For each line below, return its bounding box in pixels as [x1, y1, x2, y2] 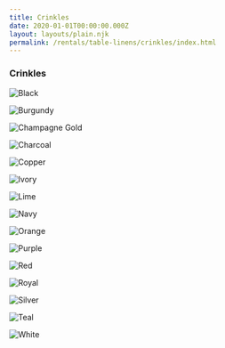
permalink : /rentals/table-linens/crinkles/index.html [9, 37, 217, 47]
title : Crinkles [9, 12, 69, 22]
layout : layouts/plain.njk [9, 29, 109, 38]
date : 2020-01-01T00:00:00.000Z [9, 21, 129, 30]
